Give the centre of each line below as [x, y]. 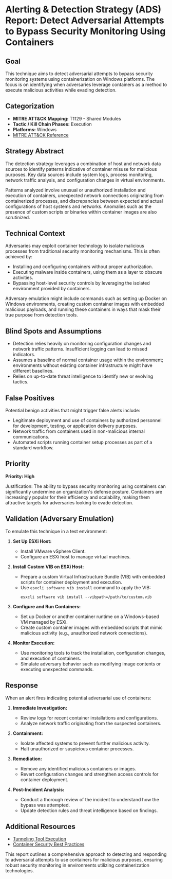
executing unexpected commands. [57, 669]
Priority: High [20, 476]
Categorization [30, 106]
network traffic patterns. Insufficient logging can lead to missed [80, 349]
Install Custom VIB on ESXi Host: [48, 567]
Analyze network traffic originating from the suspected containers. [91, 723]
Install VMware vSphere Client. [53, 551]
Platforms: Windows [35, 129]
